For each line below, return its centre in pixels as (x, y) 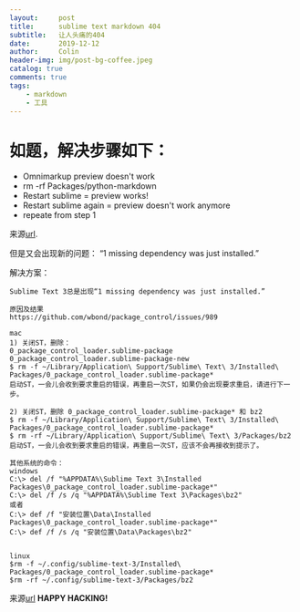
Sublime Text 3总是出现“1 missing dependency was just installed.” (138, 292)
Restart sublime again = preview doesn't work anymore (126, 205)
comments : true (38, 78)
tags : (20, 86)
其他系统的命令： (37, 463)
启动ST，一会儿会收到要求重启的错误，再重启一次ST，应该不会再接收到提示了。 (136, 446)
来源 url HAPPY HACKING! (59, 598)
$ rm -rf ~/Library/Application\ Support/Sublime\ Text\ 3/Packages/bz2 (150, 436)
